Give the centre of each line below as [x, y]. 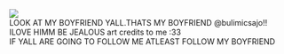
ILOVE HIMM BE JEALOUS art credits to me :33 [95, 32]
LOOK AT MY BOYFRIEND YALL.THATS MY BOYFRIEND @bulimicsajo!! [138, 23]
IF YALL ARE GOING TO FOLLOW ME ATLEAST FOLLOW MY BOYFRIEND [142, 42]
